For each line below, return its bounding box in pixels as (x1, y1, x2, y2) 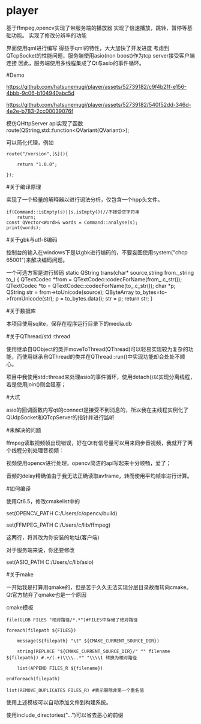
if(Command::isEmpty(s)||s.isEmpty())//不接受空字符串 (6, 209, 140, 215)
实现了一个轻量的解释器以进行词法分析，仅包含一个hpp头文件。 (6, 196, 163, 203)
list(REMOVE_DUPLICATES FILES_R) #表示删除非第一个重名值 (6, 687, 145, 693)
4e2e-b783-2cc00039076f (6, 107, 74, 115)
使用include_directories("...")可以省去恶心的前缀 (6, 711, 124, 719)
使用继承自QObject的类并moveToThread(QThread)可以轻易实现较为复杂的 (6, 346, 189, 353)
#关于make (6, 570, 34, 578)
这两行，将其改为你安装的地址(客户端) (6, 533, 100, 540)
